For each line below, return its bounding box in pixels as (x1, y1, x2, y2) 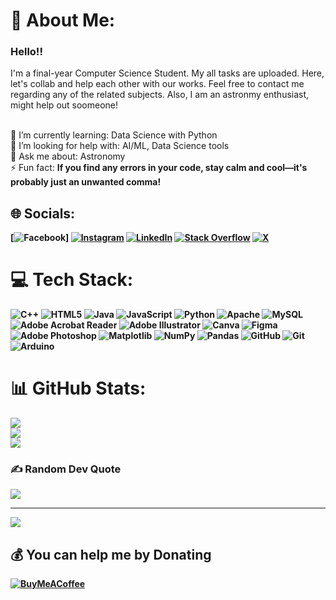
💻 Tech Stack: (10, 269, 134, 291)
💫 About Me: (10, 9, 116, 32)
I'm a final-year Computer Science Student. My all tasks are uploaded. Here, (10, 67, 325, 79)
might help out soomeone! (10, 99, 119, 111)
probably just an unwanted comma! (10, 176, 162, 188)
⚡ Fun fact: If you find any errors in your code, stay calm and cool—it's (10, 162, 308, 174)
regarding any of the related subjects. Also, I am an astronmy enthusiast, (10, 89, 310, 101)
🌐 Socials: (10, 205, 76, 222)
